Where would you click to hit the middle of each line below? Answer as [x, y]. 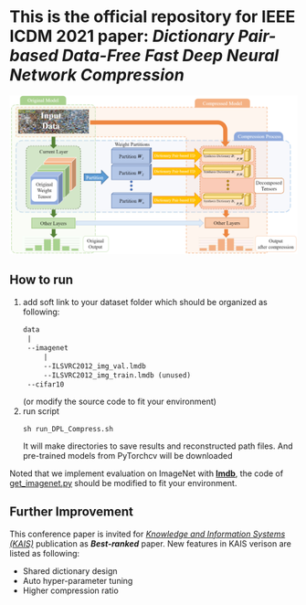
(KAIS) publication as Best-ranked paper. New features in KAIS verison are [151, 543]
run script [41, 411]
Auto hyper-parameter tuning [78, 580]
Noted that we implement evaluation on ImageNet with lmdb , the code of [147, 473]
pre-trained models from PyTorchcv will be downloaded [127, 455]
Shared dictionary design [70, 571]
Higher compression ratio [70, 590]
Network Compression [97, 75]
